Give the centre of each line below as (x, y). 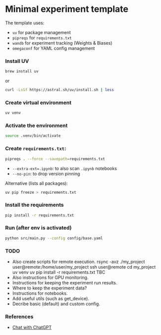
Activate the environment (36, 126)
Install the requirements (34, 205)
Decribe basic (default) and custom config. (56, 304)
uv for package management (41, 32)
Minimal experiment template (67, 9)
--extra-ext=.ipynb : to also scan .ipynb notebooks (65, 168)
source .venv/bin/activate (33, 136)
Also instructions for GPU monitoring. (50, 278)
